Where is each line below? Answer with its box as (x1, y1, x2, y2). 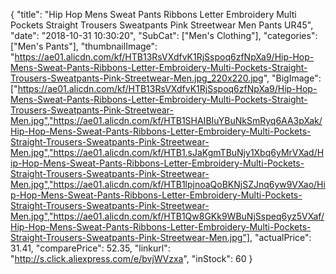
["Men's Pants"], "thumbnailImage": (10, 40, 158, 52)
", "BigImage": (263, 72, 322, 84)
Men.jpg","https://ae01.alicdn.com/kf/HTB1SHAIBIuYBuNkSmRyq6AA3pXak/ (10, 115, 323, 126)
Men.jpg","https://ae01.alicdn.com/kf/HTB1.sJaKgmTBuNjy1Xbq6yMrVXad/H (10, 147, 325, 158)
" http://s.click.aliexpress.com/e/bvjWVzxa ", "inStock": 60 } (10, 253, 253, 264)
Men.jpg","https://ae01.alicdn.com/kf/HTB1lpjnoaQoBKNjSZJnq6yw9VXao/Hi (10, 179, 326, 190)
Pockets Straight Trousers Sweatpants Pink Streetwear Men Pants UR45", (10, 19, 314, 31)
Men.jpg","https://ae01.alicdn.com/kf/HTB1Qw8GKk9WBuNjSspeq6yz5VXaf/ (10, 210, 325, 222)
